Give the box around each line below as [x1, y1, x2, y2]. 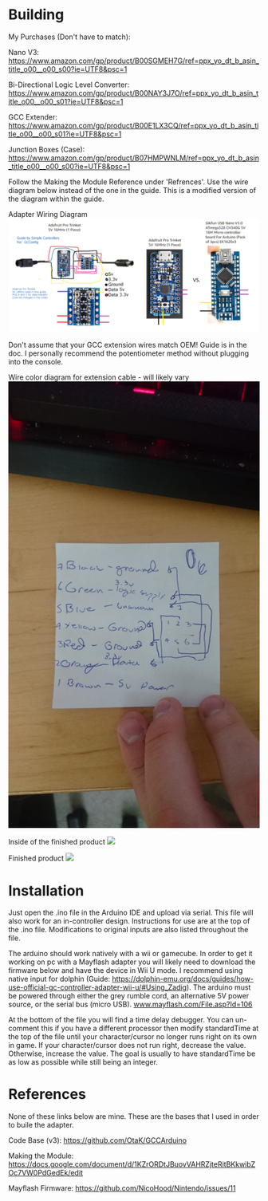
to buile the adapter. [8, 1120, 74, 1130]
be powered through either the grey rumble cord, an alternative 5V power [8, 991, 250, 1001]
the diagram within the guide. [8, 194, 104, 203]
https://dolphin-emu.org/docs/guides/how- [111, 975, 254, 984]
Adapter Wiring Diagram [8, 209, 88, 219]
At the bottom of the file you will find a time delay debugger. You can [8, 1015, 234, 1025]
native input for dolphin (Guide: [8, 975, 110, 984]
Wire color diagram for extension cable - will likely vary [8, 372, 190, 382]
